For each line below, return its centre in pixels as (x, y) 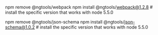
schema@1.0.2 (20, 27)
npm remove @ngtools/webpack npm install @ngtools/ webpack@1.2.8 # (79, 7)
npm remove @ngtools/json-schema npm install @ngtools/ (65, 22)
